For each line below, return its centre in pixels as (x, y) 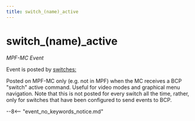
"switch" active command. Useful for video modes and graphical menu (93, 87)
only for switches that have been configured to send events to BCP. (89, 100)
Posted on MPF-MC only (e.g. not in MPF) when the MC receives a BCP (94, 80)
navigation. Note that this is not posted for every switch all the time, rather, (98, 94)
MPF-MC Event (25, 58)
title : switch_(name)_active (42, 12)
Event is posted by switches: (41, 69)
